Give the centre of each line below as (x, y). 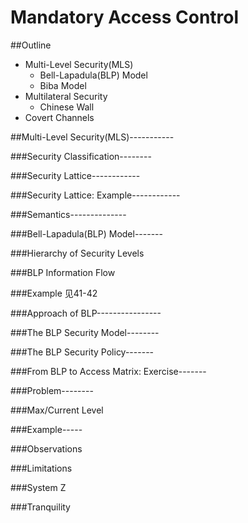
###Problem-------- (52, 390)
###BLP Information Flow (63, 272)
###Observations (46, 448)
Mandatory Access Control (125, 17)
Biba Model (63, 85)
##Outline (31, 45)
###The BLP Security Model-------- (85, 332)
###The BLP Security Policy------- (82, 352)
